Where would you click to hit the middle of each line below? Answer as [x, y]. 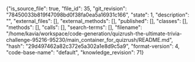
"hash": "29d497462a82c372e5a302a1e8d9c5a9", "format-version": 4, [93, 46]
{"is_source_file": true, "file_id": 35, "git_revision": [66, 9]
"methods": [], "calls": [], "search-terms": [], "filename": [74, 27]
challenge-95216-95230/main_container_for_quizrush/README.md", [90, 40]
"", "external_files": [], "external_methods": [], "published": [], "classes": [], [97, 21]
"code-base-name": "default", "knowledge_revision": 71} [75, 52]
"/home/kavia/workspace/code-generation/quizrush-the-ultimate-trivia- [94, 34]
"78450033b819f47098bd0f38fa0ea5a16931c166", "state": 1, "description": [98, 15]
